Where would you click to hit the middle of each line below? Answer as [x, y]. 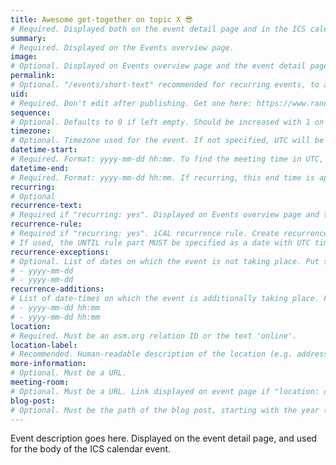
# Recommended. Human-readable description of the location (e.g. [151, 354]
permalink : [33, 76]
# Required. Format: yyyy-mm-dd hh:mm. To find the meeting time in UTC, [167, 159]
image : [24, 57]
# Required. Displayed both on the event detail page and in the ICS [158, 29]
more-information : [48, 364]
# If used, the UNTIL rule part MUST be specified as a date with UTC [160, 242]
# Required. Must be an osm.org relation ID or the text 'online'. [154, 336]
